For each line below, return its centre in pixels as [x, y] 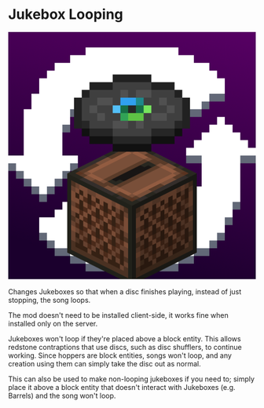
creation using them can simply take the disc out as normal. [105, 363]
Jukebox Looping [66, 15]
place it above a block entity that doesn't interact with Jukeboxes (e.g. [122, 387]
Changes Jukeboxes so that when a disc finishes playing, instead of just [125, 291]
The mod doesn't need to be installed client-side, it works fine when [119, 315]
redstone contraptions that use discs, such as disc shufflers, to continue [125, 347]
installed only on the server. [53, 323]
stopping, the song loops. [49, 300]
